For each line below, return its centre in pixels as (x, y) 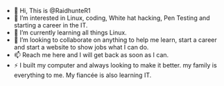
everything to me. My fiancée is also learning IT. (83, 75)
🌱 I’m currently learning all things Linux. (70, 32)
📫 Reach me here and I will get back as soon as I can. (91, 55)
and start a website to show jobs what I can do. (81, 47)
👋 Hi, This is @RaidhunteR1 (52, 11)
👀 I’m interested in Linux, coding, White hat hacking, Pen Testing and (112, 18)
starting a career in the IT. (51, 25)
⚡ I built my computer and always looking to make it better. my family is (115, 65)
